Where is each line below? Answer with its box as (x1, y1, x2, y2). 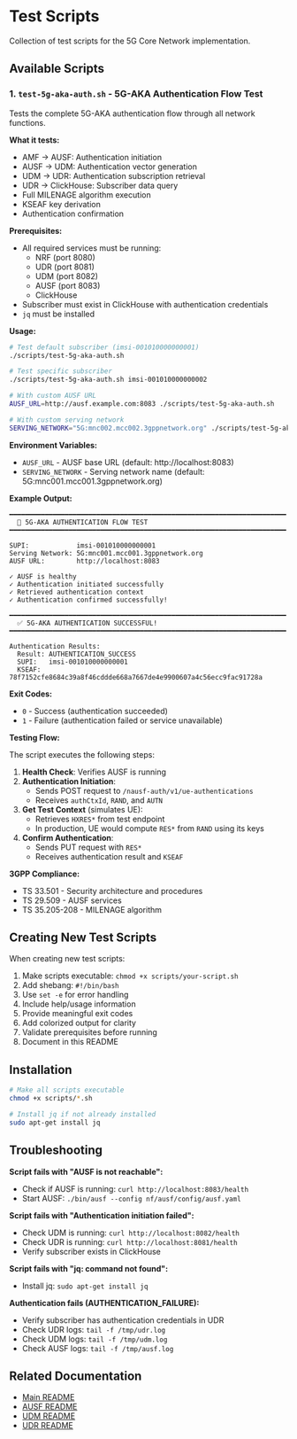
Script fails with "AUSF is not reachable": (9, 1166, 164, 1177)
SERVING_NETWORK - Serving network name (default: (21, 466, 205, 477)
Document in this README (21, 1037, 119, 1047)
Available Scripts (9, 61, 104, 76)
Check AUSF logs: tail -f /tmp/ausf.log (21, 1342, 174, 1353)
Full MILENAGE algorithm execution (21, 189, 152, 200)
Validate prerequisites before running (21, 1027, 157, 1038)
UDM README (21, 1411, 76, 1421)
